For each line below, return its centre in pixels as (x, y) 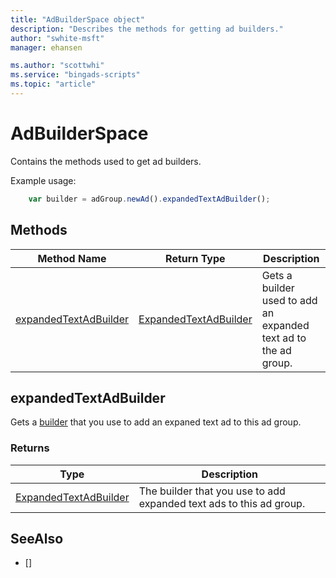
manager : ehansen (46, 47)
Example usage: (43, 180)
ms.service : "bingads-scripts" (75, 75)
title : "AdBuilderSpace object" (77, 19)
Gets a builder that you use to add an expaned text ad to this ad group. (156, 422)
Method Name (72, 258)
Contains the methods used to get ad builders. (106, 161)
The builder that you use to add (212, 491)
